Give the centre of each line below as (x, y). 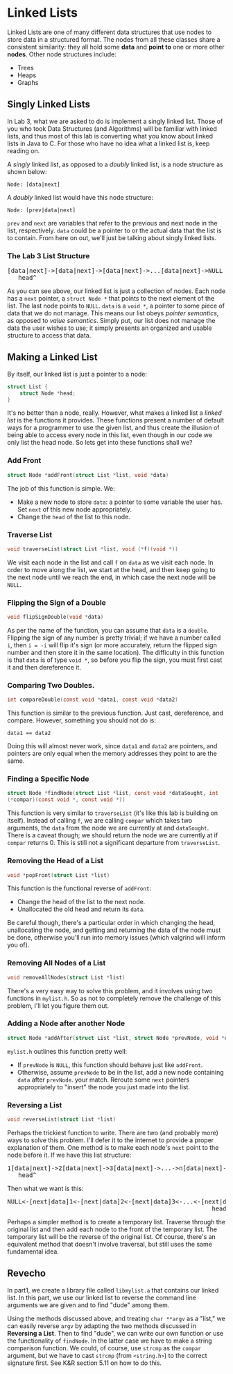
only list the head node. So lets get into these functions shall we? (100, 443)
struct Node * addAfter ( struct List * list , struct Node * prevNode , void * (116, 1038)
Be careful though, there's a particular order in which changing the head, (111, 923)
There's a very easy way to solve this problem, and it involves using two (110, 990)
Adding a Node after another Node (66, 1023)
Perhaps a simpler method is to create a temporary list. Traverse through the (116, 1222)
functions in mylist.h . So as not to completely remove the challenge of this (114, 998)
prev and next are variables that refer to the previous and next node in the (112, 223)
